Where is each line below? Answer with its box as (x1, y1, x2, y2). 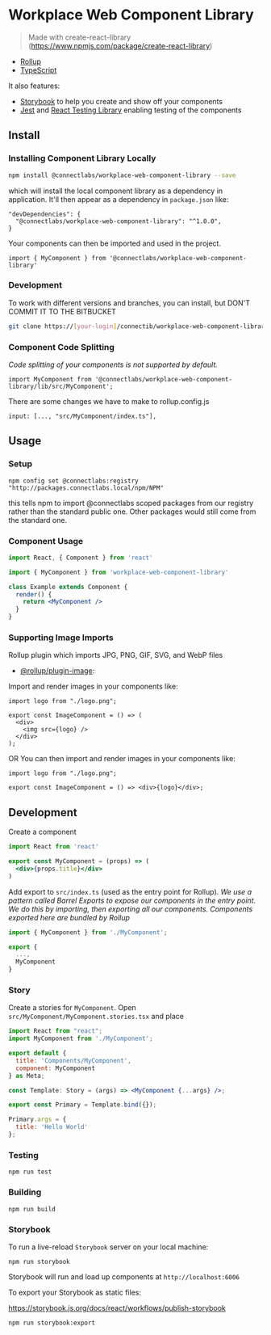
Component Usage (8, 535, 84, 546)
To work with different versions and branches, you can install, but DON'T (8, 297, 251, 308)
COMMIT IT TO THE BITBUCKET (8, 306, 117, 316)
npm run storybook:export (8, 1319, 95, 1327)
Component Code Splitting (8, 341, 115, 352)
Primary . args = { (8, 1115, 67, 1124)
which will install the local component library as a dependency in (8, 186, 223, 196)
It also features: (8, 81, 60, 91)
